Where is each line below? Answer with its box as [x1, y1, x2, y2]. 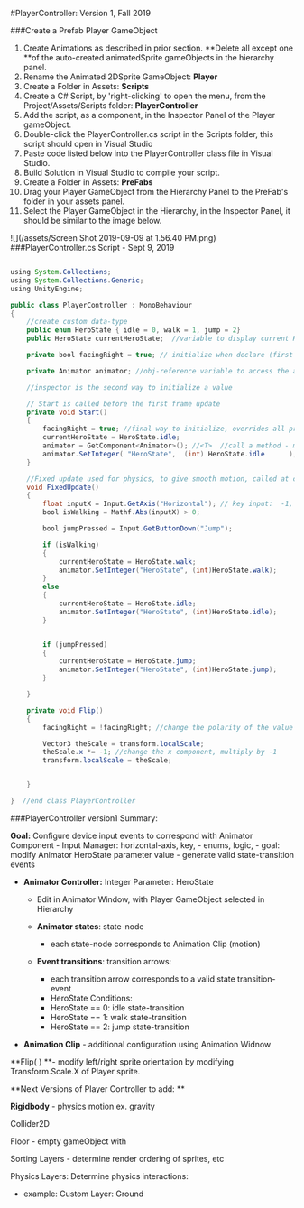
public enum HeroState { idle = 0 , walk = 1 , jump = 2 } [26, 326, 242, 335]
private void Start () [26, 408, 107, 417]
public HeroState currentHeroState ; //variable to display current [26, 334, 290, 344]
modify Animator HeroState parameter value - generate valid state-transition [10, 849, 295, 860]
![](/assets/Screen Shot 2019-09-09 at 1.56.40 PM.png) [10, 233, 216, 243]
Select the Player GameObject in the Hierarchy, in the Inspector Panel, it [23, 206, 291, 216]
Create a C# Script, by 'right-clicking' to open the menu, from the [23, 90, 266, 101]
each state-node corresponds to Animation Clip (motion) [50, 938, 261, 949]
